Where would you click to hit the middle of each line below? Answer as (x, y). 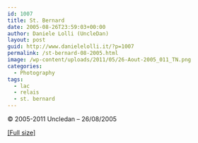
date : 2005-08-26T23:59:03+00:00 (57, 27)
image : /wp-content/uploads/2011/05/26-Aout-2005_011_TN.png (99, 60)
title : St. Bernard (36, 20)
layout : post (27, 40)
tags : (15, 79)
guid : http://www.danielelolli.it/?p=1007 (71, 46)
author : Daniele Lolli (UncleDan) (58, 33)
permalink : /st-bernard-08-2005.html (63, 54)
